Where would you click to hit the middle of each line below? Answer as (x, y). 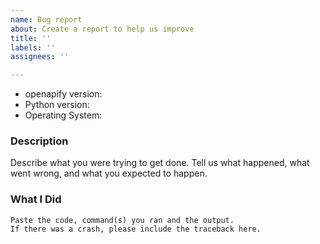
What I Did (36, 199)
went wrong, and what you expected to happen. (109, 173)
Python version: (57, 105)
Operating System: (63, 115)
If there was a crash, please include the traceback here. (136, 229)
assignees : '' (40, 57)
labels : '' (33, 47)
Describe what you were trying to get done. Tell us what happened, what (160, 163)
